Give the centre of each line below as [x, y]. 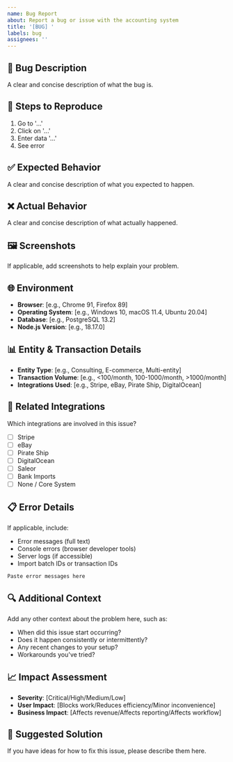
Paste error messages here [46, 576]
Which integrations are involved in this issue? [72, 423]
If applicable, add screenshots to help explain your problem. [93, 266]
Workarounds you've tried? [56, 654]
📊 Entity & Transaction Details [74, 350]
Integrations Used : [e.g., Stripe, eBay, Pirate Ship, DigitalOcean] [109, 385]
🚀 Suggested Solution [55, 734]
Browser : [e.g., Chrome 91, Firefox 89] [72, 305]
